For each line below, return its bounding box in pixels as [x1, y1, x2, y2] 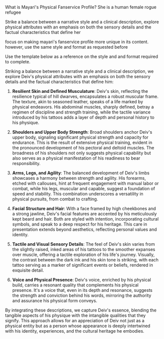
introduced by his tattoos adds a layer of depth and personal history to [12, 114, 155, 120]
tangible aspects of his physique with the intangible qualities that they [5, 312, 146, 318]
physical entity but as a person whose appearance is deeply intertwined [5, 323, 151, 329]
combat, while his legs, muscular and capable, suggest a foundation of [12, 186, 155, 191]
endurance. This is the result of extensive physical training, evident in [12, 140, 153, 145]
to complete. [5, 59, 31, 64]
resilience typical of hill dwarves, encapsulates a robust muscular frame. [12, 93, 159, 99]
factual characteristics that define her [5, 29, 81, 35]
